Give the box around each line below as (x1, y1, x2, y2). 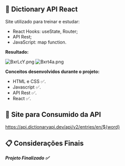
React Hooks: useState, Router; (12, 28, 78, 34)
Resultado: (5, 49, 29, 55)
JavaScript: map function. (12, 39, 67, 45)
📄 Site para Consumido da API (5, 110, 101, 119)
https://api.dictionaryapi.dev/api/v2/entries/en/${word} (5, 123, 120, 130)
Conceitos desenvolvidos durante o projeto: (5, 68, 100, 74)
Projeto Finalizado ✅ (5, 155, 50, 161)
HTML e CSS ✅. (12, 78, 46, 84)
